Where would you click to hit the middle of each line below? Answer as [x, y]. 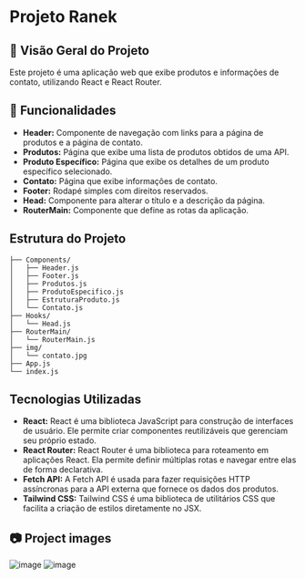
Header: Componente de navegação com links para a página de [143, 132]
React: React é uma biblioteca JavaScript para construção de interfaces [158, 421]
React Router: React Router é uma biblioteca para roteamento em [146, 450]
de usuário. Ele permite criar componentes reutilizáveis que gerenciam [155, 431]
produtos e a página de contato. [83, 142]
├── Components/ [40, 260]
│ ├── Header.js [44, 268]
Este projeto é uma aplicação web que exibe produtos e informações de [144, 72]
